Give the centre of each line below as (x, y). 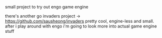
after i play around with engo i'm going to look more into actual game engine (81, 26)
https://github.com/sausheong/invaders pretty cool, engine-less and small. (80, 21)
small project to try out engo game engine (47, 7)
